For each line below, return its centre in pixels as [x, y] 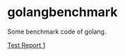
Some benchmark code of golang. [57, 31]
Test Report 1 [26, 45]
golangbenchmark [63, 12]
